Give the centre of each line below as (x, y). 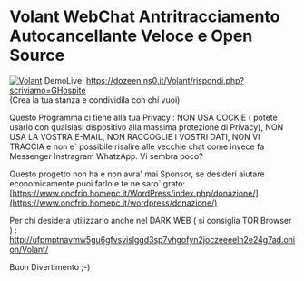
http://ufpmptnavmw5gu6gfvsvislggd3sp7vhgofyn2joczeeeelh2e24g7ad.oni (152, 239)
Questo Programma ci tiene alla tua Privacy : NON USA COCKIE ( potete (144, 117)
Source (37, 55)
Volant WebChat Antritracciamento (145, 17)
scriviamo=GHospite (48, 90)
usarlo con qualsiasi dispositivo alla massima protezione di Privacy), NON (147, 127)
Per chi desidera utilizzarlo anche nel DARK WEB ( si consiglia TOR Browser (151, 220)
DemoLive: (64, 80)
